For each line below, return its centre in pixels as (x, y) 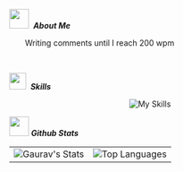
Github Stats (54, 133)
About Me (52, 26)
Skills (41, 86)
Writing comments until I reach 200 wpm (100, 43)
